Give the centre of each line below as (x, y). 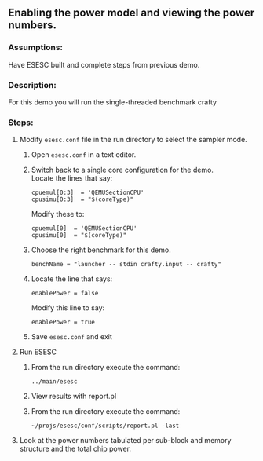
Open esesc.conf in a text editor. (84, 155)
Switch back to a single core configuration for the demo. (122, 170)
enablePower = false (65, 294)
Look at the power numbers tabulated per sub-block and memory (125, 441)
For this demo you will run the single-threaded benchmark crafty (113, 102)
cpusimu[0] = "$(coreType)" (79, 236)
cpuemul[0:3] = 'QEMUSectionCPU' (88, 193)
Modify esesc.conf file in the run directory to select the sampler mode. (133, 140)
